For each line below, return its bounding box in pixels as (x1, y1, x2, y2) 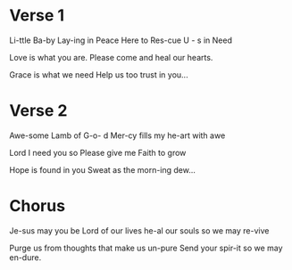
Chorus (9, 196, 65, 217)
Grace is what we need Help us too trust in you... (9, 69, 189, 80)
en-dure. (9, 251, 42, 263)
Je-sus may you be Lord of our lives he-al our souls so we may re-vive (9, 225, 270, 236)
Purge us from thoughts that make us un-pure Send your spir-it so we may (9, 242, 283, 253)
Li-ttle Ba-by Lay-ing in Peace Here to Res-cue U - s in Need (9, 35, 232, 45)
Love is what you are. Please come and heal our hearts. (9, 52, 213, 62)
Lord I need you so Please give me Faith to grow (9, 147, 187, 158)
